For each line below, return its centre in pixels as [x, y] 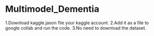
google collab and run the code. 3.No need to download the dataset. [76, 28]
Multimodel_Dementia [52, 9]
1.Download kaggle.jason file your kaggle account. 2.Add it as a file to [77, 23]
